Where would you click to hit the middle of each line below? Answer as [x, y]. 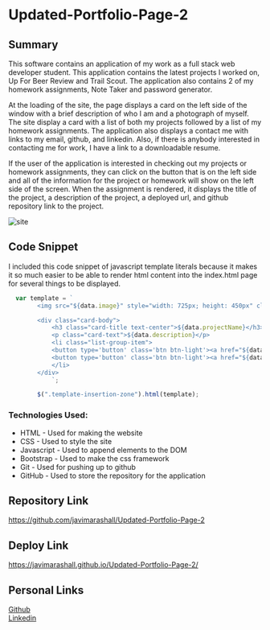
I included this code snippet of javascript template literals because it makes [133, 266]
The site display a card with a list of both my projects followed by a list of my [135, 122]
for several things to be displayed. [65, 283]
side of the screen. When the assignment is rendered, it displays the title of [133, 189]
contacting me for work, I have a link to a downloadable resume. [115, 148]
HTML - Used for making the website [81, 433]
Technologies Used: [48, 415]
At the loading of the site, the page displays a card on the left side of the [128, 105]
